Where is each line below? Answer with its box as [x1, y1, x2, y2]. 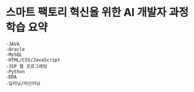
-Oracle [5, 46, 26, 52]
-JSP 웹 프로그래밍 [5, 63, 47, 70]
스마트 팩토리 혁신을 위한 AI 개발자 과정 [5, 5, 189, 19]
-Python [5, 68, 26, 74]
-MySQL [5, 51, 23, 57]
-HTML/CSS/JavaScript [5, 57, 61, 63]
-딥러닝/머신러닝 [5, 80, 41, 87]
